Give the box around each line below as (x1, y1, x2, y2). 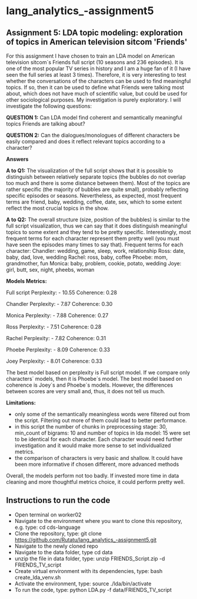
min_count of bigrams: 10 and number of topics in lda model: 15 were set (14, 429, 191, 436)
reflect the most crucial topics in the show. (6, 205, 109, 212)
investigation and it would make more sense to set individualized (14, 442, 171, 449)
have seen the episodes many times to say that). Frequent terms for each (6, 241, 183, 248)
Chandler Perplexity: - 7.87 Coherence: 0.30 (6, 301, 113, 307)
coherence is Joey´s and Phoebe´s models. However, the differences (6, 381, 173, 389)
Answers (6, 156, 29, 163)
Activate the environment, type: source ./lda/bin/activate (14, 580, 152, 587)
